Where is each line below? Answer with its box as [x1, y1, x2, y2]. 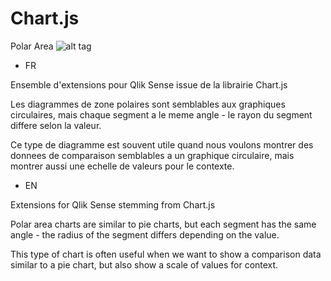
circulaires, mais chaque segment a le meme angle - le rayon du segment [10, 108, 313, 121]
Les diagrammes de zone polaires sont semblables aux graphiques [10, 98, 286, 110]
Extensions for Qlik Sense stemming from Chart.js [10, 198, 216, 211]
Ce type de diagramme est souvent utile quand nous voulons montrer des [10, 138, 314, 151]
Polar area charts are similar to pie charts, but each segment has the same [10, 218, 317, 230]
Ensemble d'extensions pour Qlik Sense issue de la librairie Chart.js [10, 78, 288, 91]
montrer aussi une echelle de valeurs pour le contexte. [10, 160, 235, 172]
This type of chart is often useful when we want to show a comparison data [10, 248, 322, 260]
